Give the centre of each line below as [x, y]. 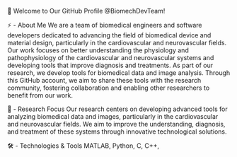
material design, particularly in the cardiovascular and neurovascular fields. [117, 43]
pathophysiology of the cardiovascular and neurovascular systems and [111, 58]
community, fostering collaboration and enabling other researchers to [109, 88]
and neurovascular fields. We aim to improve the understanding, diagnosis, [116, 124]
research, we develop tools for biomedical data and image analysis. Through [119, 73]
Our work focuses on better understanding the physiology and [98, 50]
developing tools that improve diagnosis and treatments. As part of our [110, 65]
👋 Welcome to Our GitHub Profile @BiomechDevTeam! [86, 11]
